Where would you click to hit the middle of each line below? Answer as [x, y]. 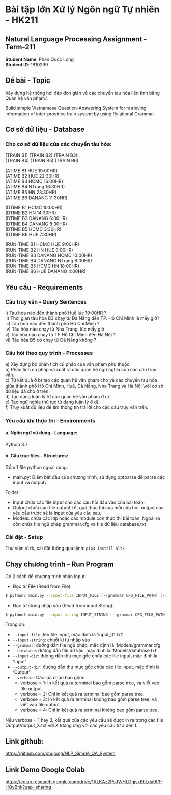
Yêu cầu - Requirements [44, 287]
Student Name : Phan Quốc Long [39, 59]
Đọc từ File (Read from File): [42, 586]
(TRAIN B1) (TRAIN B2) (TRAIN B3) [41, 155]
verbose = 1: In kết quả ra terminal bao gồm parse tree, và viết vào [90, 683]
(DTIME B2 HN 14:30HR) [31, 213]
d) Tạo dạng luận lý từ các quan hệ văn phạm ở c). [58, 397]
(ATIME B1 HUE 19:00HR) [31, 170]
